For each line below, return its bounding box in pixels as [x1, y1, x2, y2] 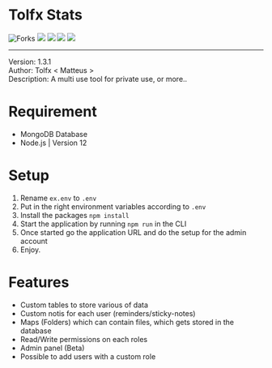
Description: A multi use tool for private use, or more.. [8, 74, 188, 83]
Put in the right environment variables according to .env [19, 201, 206, 212]
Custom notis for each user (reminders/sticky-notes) [19, 308, 196, 318]
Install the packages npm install [19, 210, 130, 220]
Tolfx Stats [8, 6, 83, 24]
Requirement [8, 103, 97, 121]
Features [8, 273, 70, 291]
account [19, 236, 49, 246]
